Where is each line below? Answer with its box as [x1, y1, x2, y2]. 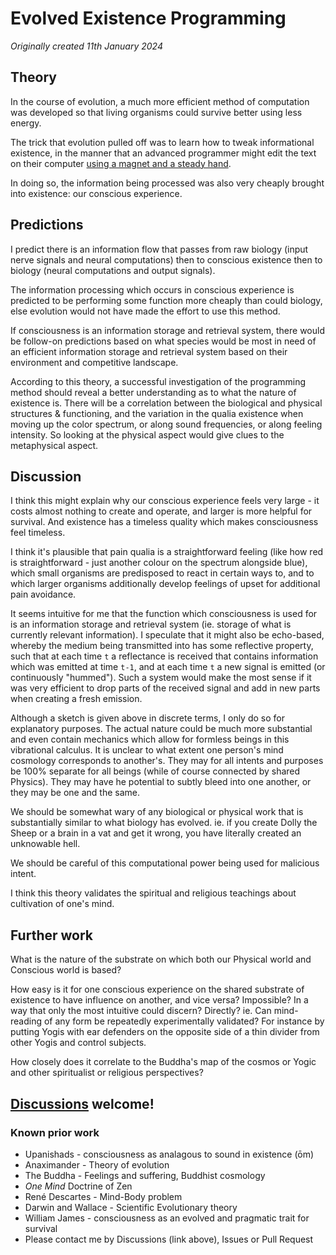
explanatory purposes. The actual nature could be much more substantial [10, 723, 313, 735]
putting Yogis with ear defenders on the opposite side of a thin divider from [10, 1026, 320, 1038]
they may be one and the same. [10, 787, 141, 799]
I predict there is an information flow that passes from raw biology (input [10, 243, 309, 255]
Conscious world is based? [10, 964, 122, 976]
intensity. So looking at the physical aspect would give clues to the [10, 428, 285, 441]
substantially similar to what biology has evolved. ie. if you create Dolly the [10, 817, 318, 829]
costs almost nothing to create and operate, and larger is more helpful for [10, 505, 313, 517]
